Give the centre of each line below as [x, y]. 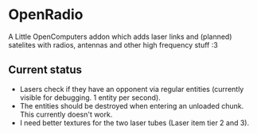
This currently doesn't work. [66, 114]
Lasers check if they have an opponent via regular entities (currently [132, 89]
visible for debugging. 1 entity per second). [90, 98]
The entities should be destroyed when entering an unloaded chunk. [132, 105]
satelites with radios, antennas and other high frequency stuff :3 [113, 44]
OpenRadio [46, 15]
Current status [45, 70]
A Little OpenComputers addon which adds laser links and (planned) [120, 36]
